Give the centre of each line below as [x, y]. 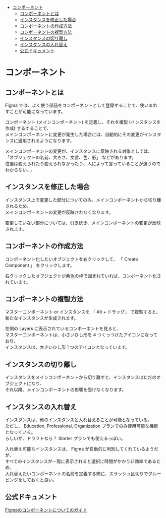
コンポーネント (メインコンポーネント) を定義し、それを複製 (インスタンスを [83, 122]
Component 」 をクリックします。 [40, 265]
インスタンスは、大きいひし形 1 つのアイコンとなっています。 [67, 347]
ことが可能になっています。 [37, 111]
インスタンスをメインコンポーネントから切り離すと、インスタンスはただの [81, 377]
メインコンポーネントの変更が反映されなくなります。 [59, 212]
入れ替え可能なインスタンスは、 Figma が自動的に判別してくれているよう [80, 449]
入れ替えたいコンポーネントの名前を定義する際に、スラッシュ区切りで [77, 474]
